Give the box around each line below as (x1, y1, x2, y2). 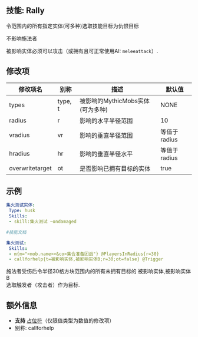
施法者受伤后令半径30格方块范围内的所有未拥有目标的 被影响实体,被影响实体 (6, 267, 192, 275)
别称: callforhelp (14, 325, 54, 332)
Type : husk (8, 208, 35, 214)
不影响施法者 (6, 35, 37, 42)
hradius (9, 149, 31, 157)
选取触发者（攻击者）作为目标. (6, 282, 81, 289)
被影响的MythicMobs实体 (79, 97, 150, 105)
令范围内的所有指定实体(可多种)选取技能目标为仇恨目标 (6, 22, 140, 29)
